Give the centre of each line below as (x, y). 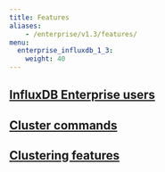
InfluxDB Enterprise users (82, 95)
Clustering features (65, 156)
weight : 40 (45, 59)
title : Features (39, 17)
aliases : (25, 26)
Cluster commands (63, 125)
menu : (19, 42)
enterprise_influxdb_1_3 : (66, 51)
